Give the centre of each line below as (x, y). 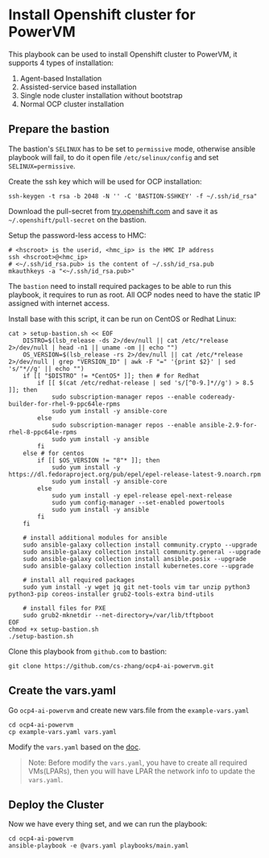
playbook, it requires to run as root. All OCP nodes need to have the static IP (134, 295)
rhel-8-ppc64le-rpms (43, 432)
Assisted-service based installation (78, 87)
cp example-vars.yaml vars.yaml (62, 732)
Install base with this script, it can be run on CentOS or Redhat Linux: (122, 319)
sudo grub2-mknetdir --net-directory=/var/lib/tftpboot (119, 615)
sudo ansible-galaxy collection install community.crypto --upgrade (140, 545)
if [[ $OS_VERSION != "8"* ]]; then (99, 460)
